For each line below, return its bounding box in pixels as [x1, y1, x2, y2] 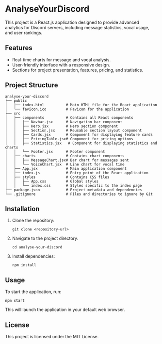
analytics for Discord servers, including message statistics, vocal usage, [5, 24, 149, 30]
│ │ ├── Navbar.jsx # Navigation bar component [5, 119, 123, 124]
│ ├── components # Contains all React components [5, 115, 133, 120]
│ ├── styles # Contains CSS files [5, 175, 110, 180]
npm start [5, 298, 25, 303]
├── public [5, 98, 27, 103]
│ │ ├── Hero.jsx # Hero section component [5, 124, 118, 129]
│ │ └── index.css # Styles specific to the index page [5, 183, 142, 188]
